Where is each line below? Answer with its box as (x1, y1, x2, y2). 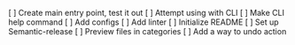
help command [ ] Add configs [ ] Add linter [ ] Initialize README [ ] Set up (8, 17, 280, 27)
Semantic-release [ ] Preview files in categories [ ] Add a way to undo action (8, 26, 287, 36)
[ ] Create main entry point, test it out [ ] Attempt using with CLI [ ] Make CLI (8, 8, 285, 18)
